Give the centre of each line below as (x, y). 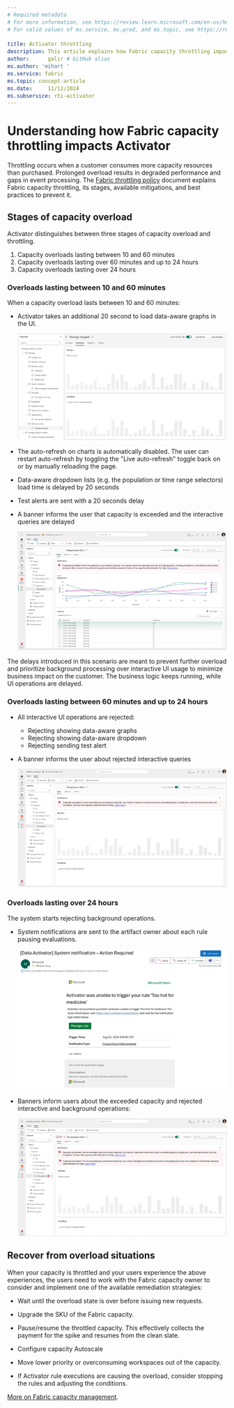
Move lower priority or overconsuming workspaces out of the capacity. (119, 1362)
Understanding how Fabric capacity (113, 131)
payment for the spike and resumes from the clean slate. (98, 1335)
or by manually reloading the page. (67, 466)
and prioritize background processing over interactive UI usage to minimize (115, 669)
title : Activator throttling (49, 44)
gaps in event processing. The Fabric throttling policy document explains (112, 180)
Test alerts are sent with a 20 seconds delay (81, 501)
